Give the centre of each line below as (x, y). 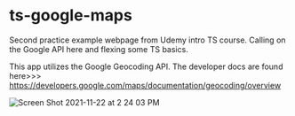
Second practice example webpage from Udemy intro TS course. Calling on (147, 40)
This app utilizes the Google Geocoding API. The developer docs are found (146, 66)
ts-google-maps (71, 15)
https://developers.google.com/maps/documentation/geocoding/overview (145, 85)
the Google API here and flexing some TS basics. (99, 49)
